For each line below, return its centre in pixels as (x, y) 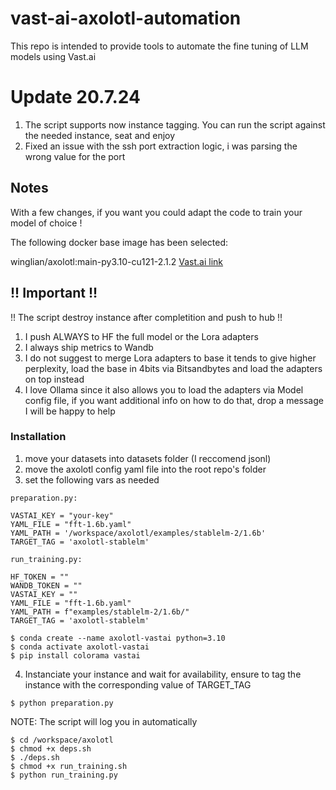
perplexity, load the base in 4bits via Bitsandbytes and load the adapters (173, 368)
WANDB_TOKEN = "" (46, 585)
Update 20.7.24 (75, 97)
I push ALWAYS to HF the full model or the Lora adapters (141, 336)
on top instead (54, 379)
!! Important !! (54, 293)
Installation (38, 437)
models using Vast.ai (53, 56)
